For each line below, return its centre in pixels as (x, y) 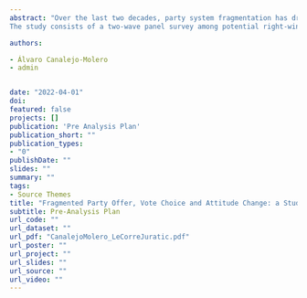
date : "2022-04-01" (47, 92)
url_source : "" (38, 271)
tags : (20, 186)
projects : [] (34, 118)
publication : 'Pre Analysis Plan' (75, 126)
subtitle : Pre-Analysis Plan (65, 211)
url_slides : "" (38, 262)
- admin (24, 68)
